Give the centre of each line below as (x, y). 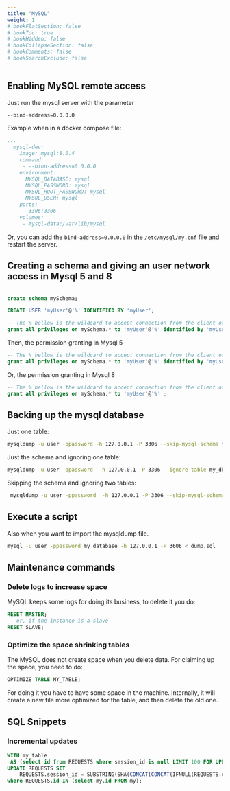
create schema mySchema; (42, 298)
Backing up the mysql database (76, 415)
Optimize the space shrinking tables (68, 645)
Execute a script (42, 517)
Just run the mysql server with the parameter (71, 102)
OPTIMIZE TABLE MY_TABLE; (44, 680)
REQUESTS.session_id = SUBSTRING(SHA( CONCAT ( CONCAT (94, 775)
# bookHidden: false (37, 39)
